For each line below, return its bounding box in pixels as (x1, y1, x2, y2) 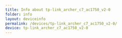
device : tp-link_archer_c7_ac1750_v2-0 (5, 26, 88, 31)
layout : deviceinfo (5, 16, 46, 21)
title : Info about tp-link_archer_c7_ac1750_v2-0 (5, 7, 111, 12)
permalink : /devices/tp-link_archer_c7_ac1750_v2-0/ (5, 21, 117, 26)
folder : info (5, 12, 32, 17)
